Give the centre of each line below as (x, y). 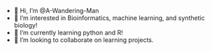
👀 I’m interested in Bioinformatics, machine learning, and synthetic (109, 18)
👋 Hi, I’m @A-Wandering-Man (56, 11)
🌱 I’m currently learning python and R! (69, 32)
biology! (26, 25)
